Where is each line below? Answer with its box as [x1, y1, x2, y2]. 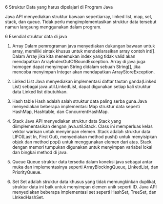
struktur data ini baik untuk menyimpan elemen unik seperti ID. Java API [12, 184, 157, 190]
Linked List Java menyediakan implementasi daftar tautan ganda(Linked [12, 78, 157, 84]
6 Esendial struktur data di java [5, 34, 67, 39]
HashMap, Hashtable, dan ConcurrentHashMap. [12, 109, 109, 114]
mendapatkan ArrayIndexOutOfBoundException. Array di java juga [12, 59, 145, 64]
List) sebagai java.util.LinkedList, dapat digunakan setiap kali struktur [12, 84, 151, 90]
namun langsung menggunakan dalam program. [5, 24, 102, 30]
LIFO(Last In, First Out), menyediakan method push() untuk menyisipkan [12, 134, 157, 139]
